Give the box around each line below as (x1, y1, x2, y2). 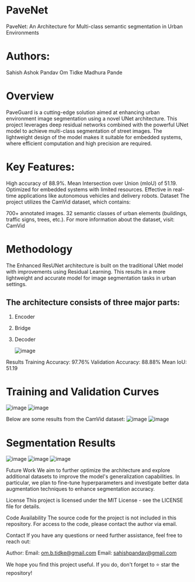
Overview (6, 89, 54, 103)
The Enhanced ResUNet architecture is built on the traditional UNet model (6, 261, 183, 269)
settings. (6, 280, 27, 287)
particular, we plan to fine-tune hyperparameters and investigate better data (6, 479, 189, 486)
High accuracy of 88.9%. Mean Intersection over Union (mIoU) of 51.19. (6, 180, 177, 187)
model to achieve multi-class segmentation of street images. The (6, 127, 162, 135)
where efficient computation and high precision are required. (6, 140, 152, 147)
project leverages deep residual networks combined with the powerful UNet (6, 121, 189, 128)
